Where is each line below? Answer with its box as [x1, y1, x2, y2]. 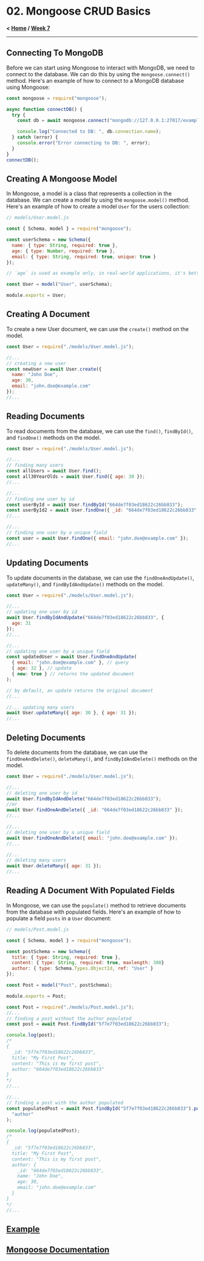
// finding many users [6, 462, 64, 469]
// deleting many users [6, 858, 67, 864]
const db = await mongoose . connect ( [17, 118, 110, 124]
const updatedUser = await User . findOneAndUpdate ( [6, 654, 137, 660]
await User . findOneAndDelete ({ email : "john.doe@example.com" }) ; [6, 835, 178, 841]
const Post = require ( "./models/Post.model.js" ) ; [6, 1004, 135, 1010]
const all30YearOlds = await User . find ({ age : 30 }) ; [6, 474, 146, 480]
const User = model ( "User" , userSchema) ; [6, 282, 113, 288]
